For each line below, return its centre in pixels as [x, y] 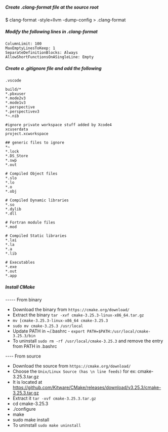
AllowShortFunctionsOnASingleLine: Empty [50, 57]
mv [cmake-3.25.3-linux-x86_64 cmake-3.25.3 [60, 320]
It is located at [27, 382]
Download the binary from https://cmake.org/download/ [71, 309]
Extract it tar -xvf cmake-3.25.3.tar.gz [54, 398]
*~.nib [12, 116]
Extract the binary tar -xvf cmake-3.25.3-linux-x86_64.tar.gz [78, 315]
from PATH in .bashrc [35, 346]
